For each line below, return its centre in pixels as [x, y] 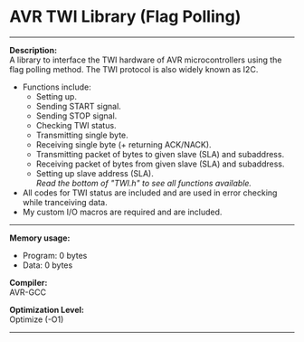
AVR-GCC [28, 292]
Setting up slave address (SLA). [95, 173]
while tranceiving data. [65, 202]
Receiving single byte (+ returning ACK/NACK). [123, 144]
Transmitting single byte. [82, 135]
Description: [33, 50]
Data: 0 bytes [47, 265]
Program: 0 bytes [55, 255]
